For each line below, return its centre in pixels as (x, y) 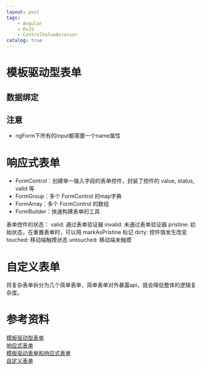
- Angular (30, 23)
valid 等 (25, 189)
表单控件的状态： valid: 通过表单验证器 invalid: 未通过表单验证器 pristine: (98, 225)
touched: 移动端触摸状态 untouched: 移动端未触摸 (69, 240)
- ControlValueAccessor (48, 35)
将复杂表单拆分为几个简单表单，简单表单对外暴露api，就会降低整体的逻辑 (99, 285)
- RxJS (26, 29)
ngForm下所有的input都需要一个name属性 (68, 136)
